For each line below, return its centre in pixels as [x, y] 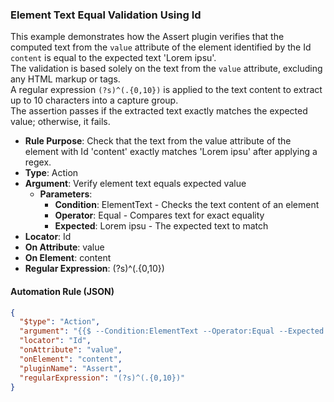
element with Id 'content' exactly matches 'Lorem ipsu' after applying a [171, 152]
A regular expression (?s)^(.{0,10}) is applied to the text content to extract [166, 90]
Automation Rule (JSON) [62, 291]
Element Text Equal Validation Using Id [106, 15]
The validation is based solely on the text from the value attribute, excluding [166, 69]
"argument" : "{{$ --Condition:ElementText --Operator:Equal [147, 331]
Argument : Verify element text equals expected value [135, 184]
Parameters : [66, 194]
